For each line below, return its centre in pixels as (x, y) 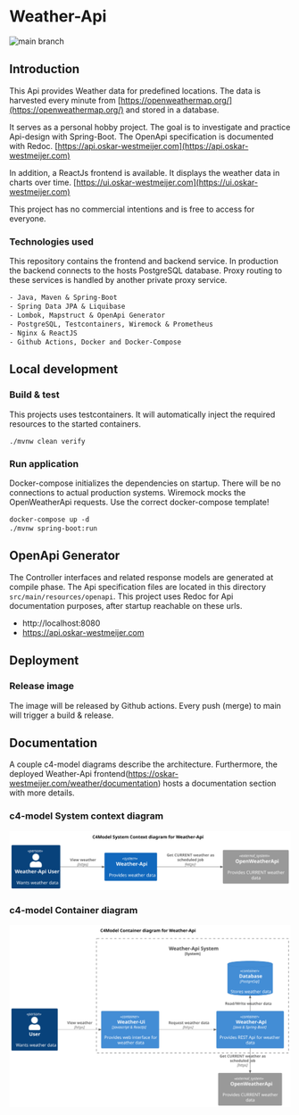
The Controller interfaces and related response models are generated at (141, 577)
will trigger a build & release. (62, 715)
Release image (42, 686)
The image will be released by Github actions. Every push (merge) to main (145, 705)
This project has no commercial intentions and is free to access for (132, 209)
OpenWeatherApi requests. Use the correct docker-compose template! (139, 503)
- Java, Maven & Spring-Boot (63, 298)
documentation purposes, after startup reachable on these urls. (126, 605)
